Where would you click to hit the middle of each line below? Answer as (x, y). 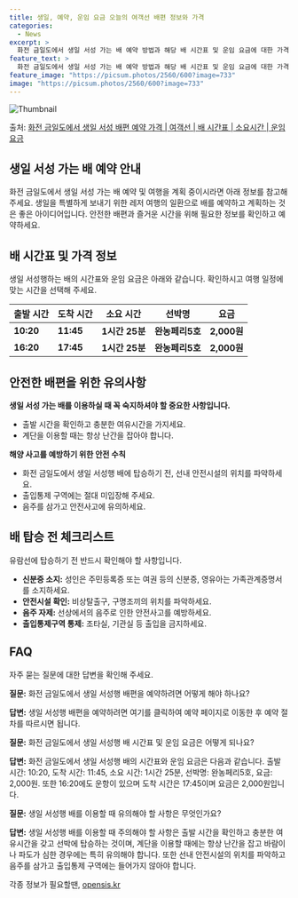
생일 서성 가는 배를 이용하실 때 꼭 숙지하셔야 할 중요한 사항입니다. (120, 406)
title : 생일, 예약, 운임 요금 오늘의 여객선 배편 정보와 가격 (107, 17)
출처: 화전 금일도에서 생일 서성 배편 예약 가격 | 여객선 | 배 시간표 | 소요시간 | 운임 (147, 127)
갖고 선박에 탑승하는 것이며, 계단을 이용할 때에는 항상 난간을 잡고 (151, 843)
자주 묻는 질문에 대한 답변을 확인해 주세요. (81, 674)
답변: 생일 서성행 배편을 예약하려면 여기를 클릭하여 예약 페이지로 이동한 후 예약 (144, 712)
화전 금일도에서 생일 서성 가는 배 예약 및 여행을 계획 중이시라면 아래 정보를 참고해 (149, 192)
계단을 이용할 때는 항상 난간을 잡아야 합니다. (98, 435)
